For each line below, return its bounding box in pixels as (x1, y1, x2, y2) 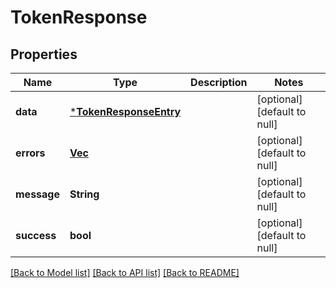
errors (15, 146, 46, 160)
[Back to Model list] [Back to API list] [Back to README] (10, 267, 240, 278)
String (69, 187, 100, 201)
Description (190, 76, 248, 89)
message (15, 187, 60, 201)
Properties (10, 46, 78, 63)
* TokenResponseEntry (69, 105, 182, 118)
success (15, 229, 57, 242)
